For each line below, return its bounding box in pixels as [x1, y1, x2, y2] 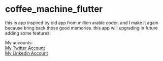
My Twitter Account [5, 45, 45, 51]
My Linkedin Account [5, 50, 48, 56]
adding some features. [5, 30, 51, 36]
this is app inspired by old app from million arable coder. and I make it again [5, 20, 159, 26]
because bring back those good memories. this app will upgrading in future [5, 25, 158, 30]
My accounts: [5, 39, 33, 45]
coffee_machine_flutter [5, 3, 103, 15]
